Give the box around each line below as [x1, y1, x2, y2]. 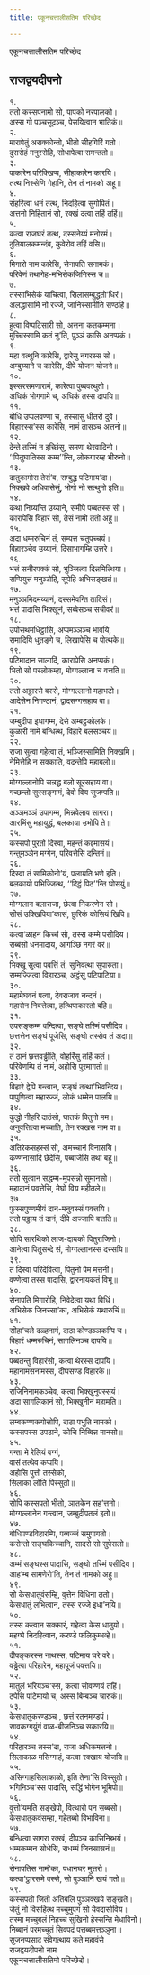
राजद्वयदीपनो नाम [9, 1944, 57, 1955]
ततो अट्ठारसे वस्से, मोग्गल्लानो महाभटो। [9, 685, 119, 696]
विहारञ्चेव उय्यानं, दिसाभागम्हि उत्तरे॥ [9, 543, 113, 554]
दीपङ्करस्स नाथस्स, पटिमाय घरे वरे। [9, 1650, 115, 1661]
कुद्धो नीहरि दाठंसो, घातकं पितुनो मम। [9, 1112, 115, 1123]
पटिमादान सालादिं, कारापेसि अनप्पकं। [9, 655, 115, 666]
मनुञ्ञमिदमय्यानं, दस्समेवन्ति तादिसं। [9, 594, 113, 605]
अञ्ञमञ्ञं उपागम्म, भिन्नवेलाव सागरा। [9, 807, 114, 818]
